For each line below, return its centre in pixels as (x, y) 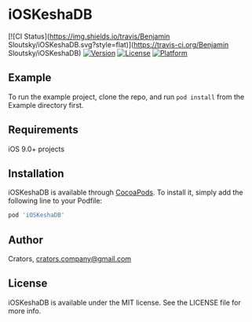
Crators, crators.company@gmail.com (70, 259)
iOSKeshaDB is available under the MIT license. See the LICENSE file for (125, 302)
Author (26, 240)
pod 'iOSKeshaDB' (37, 215)
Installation (36, 174)
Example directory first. (46, 105)
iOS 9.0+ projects (37, 149)
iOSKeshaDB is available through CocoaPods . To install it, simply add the (126, 192)
